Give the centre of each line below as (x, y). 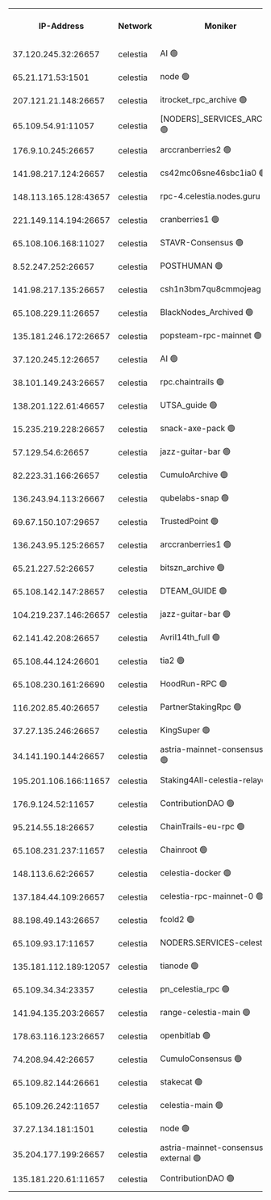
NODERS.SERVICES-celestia (215, 942)
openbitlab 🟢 (186, 1035)
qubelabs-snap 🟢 (195, 497)
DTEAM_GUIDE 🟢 (194, 590)
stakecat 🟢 (181, 1081)
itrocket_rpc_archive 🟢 (204, 99)
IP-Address (61, 26)
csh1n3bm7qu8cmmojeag (211, 288)
